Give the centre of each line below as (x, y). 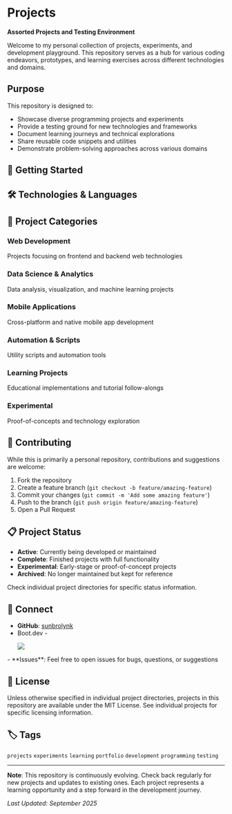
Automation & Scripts (44, 340)
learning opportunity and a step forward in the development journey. (104, 790)
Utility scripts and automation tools (57, 355)
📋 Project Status (44, 532)
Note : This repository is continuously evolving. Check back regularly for (109, 775)
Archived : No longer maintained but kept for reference (95, 574)
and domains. (27, 67)
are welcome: (27, 466)
